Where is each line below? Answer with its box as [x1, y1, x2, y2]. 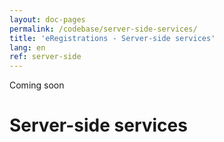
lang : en [9, 42, 46, 53]
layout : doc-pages [9, 14, 86, 25]
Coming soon [9, 79, 65, 91]
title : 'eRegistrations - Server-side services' [9, 33, 216, 43]
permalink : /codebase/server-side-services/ [9, 24, 198, 34]
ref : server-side [9, 52, 82, 62]
